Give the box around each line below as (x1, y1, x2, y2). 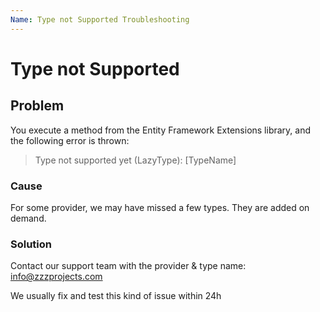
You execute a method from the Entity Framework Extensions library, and (10, 124, 312, 136)
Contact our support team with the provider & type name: (10, 260, 247, 272)
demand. (10, 212, 47, 224)
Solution (10, 237, 53, 251)
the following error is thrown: (10, 134, 130, 146)
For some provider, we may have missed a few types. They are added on (10, 201, 310, 213)
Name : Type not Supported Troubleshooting (10, 14, 190, 25)
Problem (10, 97, 65, 115)
